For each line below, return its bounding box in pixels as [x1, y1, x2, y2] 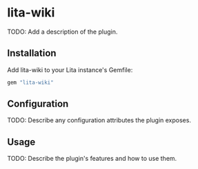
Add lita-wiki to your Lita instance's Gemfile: [7, 65, 133, 74]
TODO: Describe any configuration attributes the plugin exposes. [7, 116, 192, 124]
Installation [7, 47, 57, 59]
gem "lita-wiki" [7, 79, 54, 86]
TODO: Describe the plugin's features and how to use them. [7, 155, 177, 163]
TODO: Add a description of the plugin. [7, 27, 118, 36]
